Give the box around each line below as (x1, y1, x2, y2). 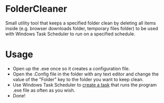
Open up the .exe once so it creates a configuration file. (12, 65, 130, 71)
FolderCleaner (5, 3, 67, 15)
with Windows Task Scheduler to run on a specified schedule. (5, 31, 135, 37)
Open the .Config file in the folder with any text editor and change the (12, 71, 159, 77)
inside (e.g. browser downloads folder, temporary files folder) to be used (5, 25, 158, 31)
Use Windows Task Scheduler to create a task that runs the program (12, 82, 157, 88)
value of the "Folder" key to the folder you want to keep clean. (12, 76, 144, 82)
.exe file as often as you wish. (12, 87, 76, 93)
